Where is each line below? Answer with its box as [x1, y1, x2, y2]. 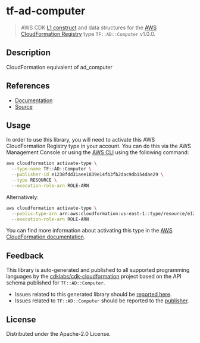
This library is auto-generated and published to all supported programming [6, 267, 190, 274]
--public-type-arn [11, 210, 58, 216]
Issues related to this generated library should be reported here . [14, 291, 172, 298]
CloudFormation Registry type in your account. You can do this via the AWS [6, 142, 192, 150]
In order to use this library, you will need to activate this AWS [6, 136, 155, 143]
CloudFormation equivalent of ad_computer [6, 63, 113, 71]
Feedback [6, 250, 44, 261]
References [6, 81, 50, 91]
